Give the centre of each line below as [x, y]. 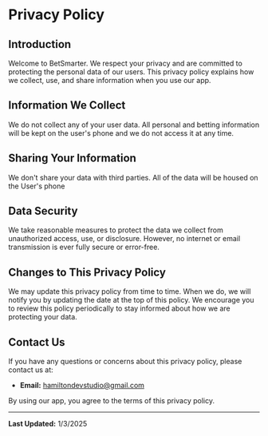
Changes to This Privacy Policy [87, 272]
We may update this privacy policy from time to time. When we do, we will [130, 291]
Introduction [40, 44]
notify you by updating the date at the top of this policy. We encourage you [131, 300]
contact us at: [31, 370]
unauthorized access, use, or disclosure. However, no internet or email [124, 239]
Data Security [43, 211]
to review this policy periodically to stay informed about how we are [119, 308]
